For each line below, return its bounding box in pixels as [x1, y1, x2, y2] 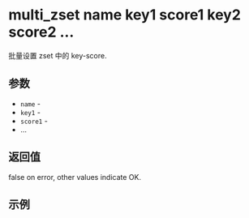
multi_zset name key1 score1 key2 [8, 6, 242, 24]
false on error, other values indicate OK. [8, 172, 142, 182]
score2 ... [8, 23, 75, 41]
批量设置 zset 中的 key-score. [8, 50, 107, 60]
